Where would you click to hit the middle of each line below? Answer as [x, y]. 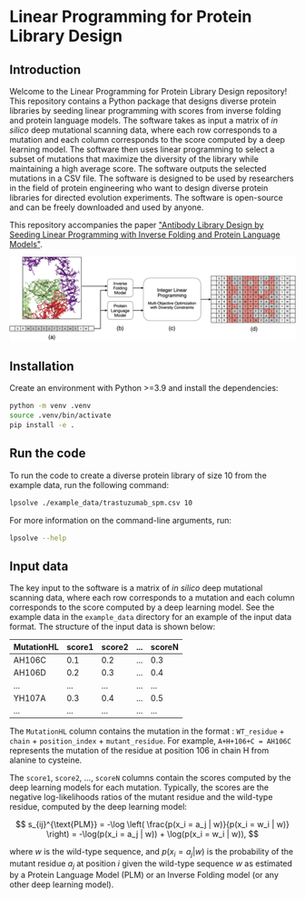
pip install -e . [42, 425]
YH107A [30, 698]
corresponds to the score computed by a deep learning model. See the [142, 607]
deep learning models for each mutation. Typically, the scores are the [139, 787]
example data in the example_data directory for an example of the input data [151, 617]
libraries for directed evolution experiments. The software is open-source [147, 198]
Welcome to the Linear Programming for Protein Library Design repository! [148, 91]
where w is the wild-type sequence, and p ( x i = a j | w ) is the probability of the [152, 852]
